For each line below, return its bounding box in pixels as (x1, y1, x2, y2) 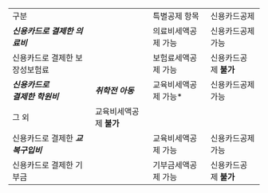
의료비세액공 (152, 25, 198, 37)
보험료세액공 (152, 52, 198, 63)
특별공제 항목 (152, 11, 199, 21)
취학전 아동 (94, 85, 134, 96)
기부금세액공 (152, 160, 198, 170)
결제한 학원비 (12, 91, 59, 102)
